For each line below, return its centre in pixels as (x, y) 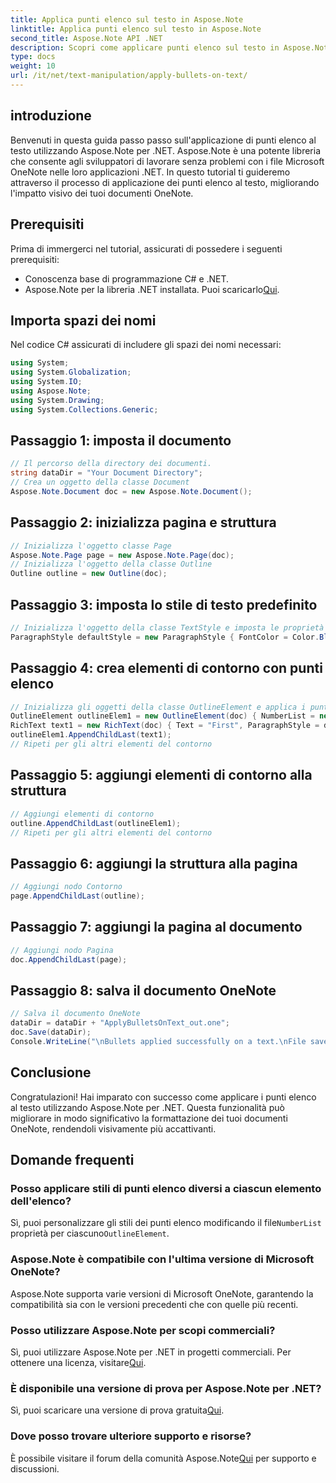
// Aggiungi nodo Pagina (62, 950)
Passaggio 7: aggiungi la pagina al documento (156, 927)
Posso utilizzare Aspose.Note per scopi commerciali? (143, 1330)
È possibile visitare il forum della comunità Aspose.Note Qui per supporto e (163, 1458)
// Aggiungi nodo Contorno (66, 887)
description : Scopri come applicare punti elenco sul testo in (145, 47)
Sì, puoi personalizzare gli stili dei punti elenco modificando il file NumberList (166, 1223)
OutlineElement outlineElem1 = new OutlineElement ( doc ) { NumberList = (162, 716)
